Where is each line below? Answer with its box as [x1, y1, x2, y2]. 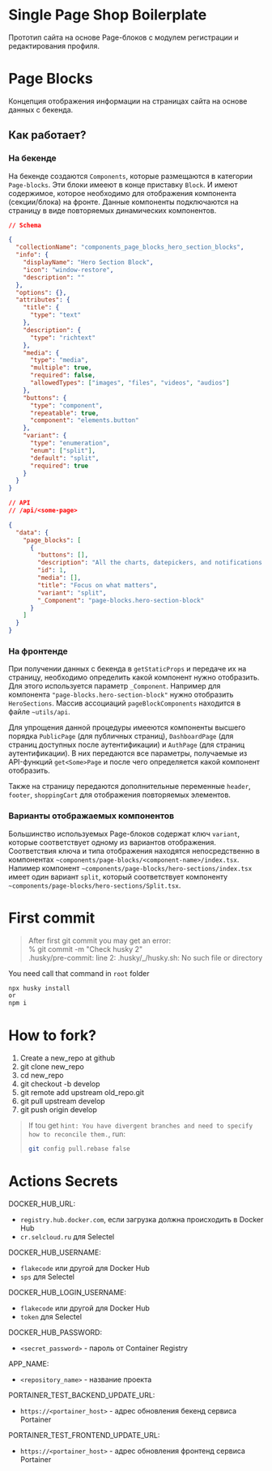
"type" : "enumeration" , [29, 439, 111, 447]
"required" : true [29, 462, 89, 470]
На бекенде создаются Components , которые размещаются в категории [8, 171, 253, 181]
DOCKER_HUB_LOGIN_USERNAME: [8, 1287, 127, 1297]
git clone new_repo [19, 1062, 85, 1072]
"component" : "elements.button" [29, 416, 139, 424]
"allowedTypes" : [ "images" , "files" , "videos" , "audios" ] [29, 379, 230, 387]
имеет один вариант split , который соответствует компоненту [8, 872, 228, 881]
